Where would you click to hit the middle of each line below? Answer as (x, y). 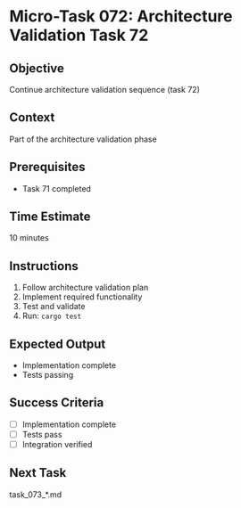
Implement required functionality (82, 297)
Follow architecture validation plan (85, 288)
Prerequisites (47, 167)
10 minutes (29, 238)
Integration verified (57, 444)
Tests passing (48, 375)
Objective (37, 68)
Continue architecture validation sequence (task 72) (105, 90)
